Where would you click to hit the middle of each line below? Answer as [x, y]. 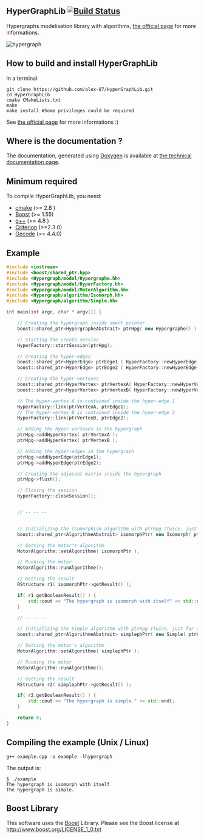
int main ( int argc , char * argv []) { [54, 312]
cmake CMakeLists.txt [34, 100]
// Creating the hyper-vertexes [58, 379]
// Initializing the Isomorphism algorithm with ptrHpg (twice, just [107, 529]
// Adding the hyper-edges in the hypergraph [76, 451]
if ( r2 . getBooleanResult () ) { [57, 696]
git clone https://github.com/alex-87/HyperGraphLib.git [80, 89]
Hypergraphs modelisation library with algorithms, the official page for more [101, 26]
